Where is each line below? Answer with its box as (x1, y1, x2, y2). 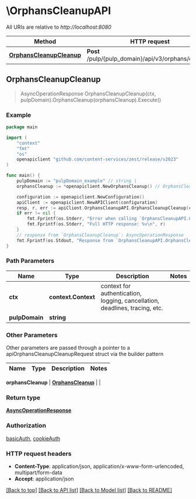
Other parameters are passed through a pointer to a (6, 344, 130, 351)
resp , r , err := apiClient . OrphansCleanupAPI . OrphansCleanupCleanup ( (16, 205, 190, 211)
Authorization (6, 422, 47, 430)
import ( (6, 135, 27, 141)
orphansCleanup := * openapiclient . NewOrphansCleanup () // (16, 183, 160, 189)
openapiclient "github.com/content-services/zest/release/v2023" (16, 156, 179, 162)
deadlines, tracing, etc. (100, 303, 163, 312)
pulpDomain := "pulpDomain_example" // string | (16, 178, 137, 184)
